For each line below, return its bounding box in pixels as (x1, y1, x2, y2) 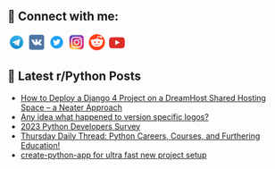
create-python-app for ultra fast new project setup (20, 149, 207, 160)
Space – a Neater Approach (20, 102, 123, 113)
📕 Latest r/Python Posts (7, 69, 142, 84)
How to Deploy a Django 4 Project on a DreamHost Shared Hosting (20, 92, 266, 103)
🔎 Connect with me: (7, 9, 119, 24)
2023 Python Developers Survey (20, 121, 141, 131)
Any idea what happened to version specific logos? (20, 111, 210, 122)
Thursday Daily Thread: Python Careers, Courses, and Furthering (20, 131, 261, 141)
